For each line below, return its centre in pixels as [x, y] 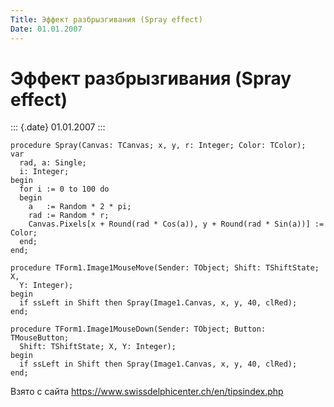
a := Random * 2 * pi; [80, 207]
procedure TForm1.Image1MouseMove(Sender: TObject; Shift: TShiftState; [165, 268]
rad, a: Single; [53, 163]
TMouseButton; [40, 338]
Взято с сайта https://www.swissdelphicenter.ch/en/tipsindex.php [147, 392]
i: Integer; [44, 172]
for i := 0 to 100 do [64, 189]
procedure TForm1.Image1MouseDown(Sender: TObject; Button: [138, 329]
